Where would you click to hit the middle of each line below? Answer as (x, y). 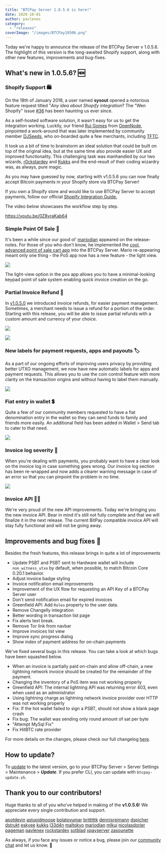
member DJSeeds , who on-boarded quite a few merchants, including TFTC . (82, 136)
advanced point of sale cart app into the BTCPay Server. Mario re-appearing (83, 250)
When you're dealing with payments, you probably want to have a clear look (83, 461)
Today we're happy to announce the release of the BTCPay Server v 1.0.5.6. (82, 47)
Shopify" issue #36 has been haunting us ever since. (59, 111)
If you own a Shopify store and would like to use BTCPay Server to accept (80, 191)
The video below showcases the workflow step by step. (62, 206)
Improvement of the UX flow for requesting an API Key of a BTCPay (81, 589)
